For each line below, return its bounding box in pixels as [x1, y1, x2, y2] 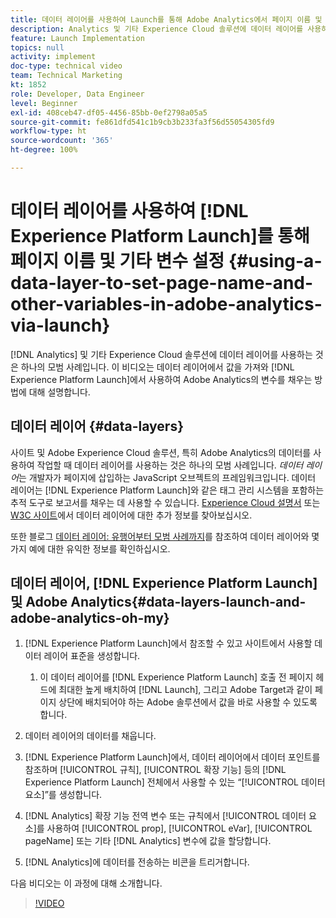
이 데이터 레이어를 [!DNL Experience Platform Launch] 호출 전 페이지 [39, 671, 314, 683]
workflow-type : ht [10, 126, 87, 136]
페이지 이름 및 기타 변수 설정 [10, 250, 225, 273]
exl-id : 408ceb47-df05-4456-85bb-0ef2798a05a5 [10, 107, 208, 118]
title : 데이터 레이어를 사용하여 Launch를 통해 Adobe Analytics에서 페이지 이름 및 [10, 14, 323, 25]
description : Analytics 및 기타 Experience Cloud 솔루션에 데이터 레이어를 [10, 24, 304, 34]
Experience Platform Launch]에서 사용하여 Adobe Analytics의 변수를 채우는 [10, 373, 313, 385]
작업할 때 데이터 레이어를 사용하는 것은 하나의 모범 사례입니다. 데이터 [36, 459, 304, 471]
